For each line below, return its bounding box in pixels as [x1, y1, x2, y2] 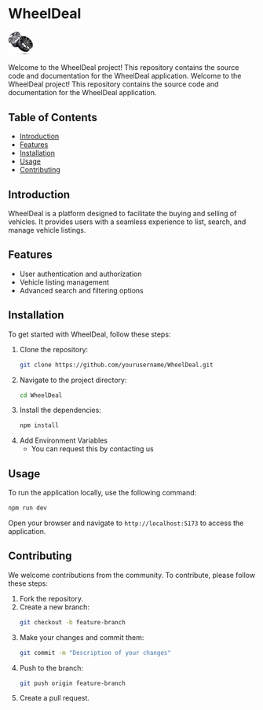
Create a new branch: [19, 602, 90, 612]
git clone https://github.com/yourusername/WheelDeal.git [19, 361, 214, 369]
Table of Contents [8, 111, 98, 124]
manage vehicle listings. [8, 226, 86, 235]
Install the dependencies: [19, 406, 102, 415]
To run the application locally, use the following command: [8, 488, 197, 498]
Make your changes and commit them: [19, 632, 144, 642]
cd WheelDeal [19, 391, 63, 399]
